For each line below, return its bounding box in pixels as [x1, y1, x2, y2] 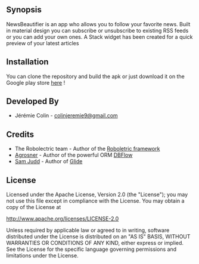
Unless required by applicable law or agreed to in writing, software [6, 226, 170, 234]
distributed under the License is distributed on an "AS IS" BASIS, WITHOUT [6, 233, 191, 240]
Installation [6, 57, 49, 67]
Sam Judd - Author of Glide [14, 158, 83, 165]
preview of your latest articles [6, 39, 79, 46]
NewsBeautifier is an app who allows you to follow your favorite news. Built [6, 20, 191, 27]
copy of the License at [6, 204, 61, 211]
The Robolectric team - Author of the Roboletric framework [14, 145, 160, 153]
